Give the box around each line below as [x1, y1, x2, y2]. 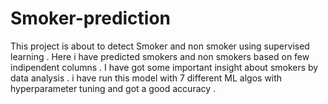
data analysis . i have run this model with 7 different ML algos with [10, 72, 283, 84]
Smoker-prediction [10, 7, 172, 30]
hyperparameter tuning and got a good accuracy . [10, 82, 217, 94]
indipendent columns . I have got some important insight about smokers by [10, 61, 319, 73]
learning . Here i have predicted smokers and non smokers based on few [10, 50, 310, 62]
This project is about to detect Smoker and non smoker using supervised [10, 40, 310, 52]
